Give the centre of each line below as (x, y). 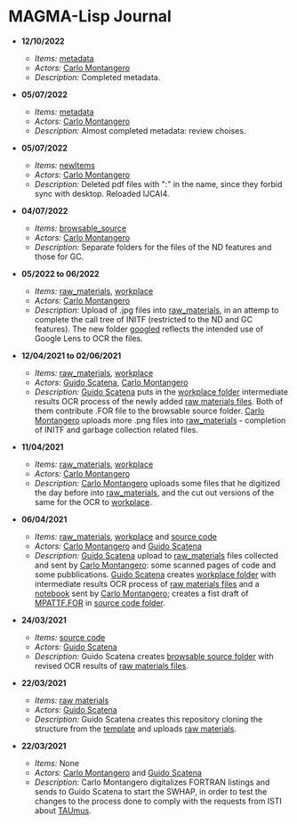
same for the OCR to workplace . (93, 502)
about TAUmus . (63, 810)
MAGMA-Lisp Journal (90, 16)
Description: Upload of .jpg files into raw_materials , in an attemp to (157, 310)
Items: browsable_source (80, 228)
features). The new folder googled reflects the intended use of (149, 329)
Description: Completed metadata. (97, 77)
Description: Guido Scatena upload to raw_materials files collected (157, 555)
